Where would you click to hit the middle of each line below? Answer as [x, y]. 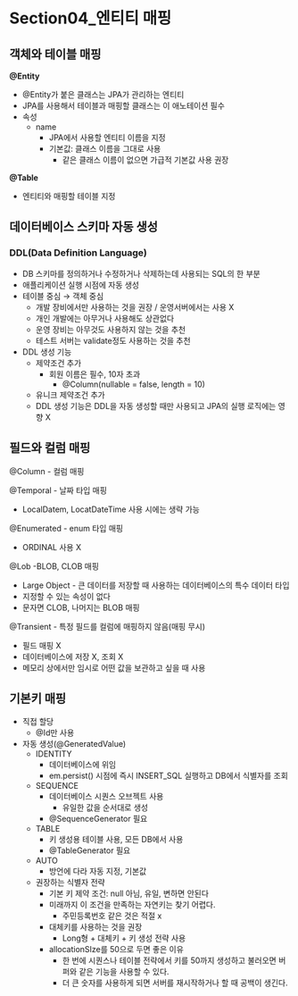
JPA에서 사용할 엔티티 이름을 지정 [108, 138]
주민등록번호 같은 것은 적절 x [112, 916]
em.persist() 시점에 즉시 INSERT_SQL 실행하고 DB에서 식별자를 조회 [168, 776]
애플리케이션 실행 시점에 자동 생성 [81, 285]
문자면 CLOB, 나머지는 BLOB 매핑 [81, 607]
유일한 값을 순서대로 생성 [105, 808]
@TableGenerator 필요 [90, 850]
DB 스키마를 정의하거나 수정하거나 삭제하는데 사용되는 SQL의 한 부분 [141, 273]
